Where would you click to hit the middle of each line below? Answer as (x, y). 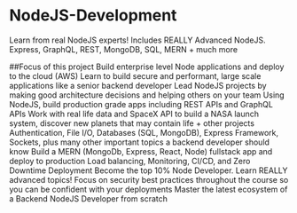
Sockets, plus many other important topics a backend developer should (140, 142)
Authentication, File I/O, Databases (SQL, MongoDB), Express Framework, (144, 132)
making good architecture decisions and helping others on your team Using (147, 95)
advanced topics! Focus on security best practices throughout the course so (149, 179)
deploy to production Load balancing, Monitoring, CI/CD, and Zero (130, 161)
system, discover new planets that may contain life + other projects (132, 123)
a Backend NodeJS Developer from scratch (89, 198)
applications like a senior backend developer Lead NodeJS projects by (138, 85)
